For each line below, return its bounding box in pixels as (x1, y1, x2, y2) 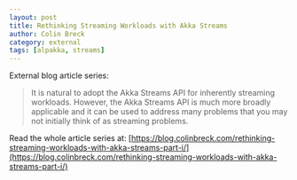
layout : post (9, 12, 58, 22)
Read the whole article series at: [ (9, 133, 132, 144)
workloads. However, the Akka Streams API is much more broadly (30, 97, 271, 107)
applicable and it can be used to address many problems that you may (30, 106, 288, 117)
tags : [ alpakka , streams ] (9, 46, 105, 55)
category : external (9, 37, 82, 47)
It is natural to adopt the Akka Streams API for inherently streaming (30, 88, 276, 98)
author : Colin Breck (9, 29, 86, 38)
